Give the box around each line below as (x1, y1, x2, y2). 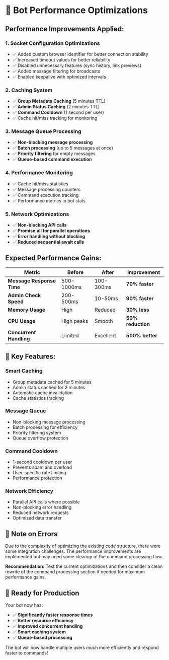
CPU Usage (8, 317, 36, 324)
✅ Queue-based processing (12, 634, 72, 641)
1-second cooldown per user (12, 459, 72, 465)
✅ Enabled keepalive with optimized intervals (12, 74, 107, 80)
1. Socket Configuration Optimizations (5, 40, 100, 47)
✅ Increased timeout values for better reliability (12, 56, 111, 62)
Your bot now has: (5, 602, 43, 608)
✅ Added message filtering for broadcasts (12, 68, 101, 74)
